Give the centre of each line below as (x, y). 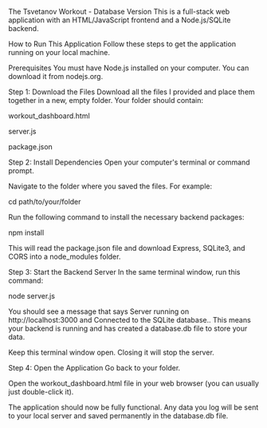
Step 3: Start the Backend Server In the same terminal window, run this (124, 272)
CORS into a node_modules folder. (65, 256)
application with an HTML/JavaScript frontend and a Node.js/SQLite (120, 20)
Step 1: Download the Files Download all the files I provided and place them (132, 92)
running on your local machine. (59, 52)
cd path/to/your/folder (45, 202)
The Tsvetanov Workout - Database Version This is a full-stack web (119, 12)
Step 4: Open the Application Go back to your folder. (94, 368)
